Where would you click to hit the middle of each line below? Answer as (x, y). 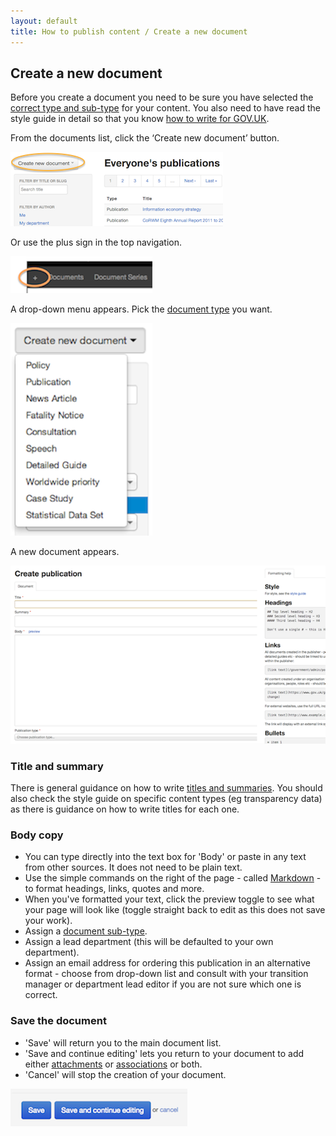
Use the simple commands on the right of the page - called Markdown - (173, 878)
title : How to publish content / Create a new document (129, 31)
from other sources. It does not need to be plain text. (133, 867)
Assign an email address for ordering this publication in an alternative (167, 963)
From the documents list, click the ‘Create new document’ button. (145, 138)
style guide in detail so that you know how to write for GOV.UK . (140, 119)
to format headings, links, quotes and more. (114, 889)
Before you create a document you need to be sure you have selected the (162, 97)
